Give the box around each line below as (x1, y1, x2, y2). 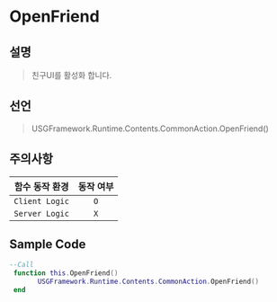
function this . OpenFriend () (13, 269, 119, 278)
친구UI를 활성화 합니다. (31, 70, 112, 80)
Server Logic (13, 209, 70, 218)
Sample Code (9, 236, 86, 253)
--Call (9, 261, 34, 270)
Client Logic (13, 196, 70, 206)
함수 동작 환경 (13, 180, 69, 192)
